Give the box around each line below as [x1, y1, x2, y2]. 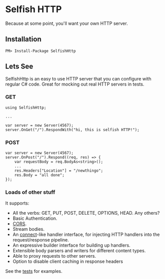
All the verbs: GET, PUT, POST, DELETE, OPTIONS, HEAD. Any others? [12, 210, 160, 216]
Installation [5, 35, 42, 44]
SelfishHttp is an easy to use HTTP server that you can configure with [5, 75, 151, 82]
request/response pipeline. [12, 237, 70, 243]
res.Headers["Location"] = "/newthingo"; [14, 168, 103, 173]
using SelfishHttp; [5, 105, 47, 110]
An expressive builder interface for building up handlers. [12, 242, 130, 249]
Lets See [5, 62, 34, 71]
